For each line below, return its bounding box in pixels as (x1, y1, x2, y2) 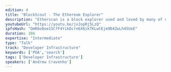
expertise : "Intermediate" (5, 36, 63, 41)
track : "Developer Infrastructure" (5, 45, 81, 50)
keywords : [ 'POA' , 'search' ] (5, 50, 65, 55)
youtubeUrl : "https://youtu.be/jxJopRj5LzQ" (5, 21, 101, 27)
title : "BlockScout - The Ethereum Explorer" (5, 12, 103, 17)
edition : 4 (5, 7, 28, 13)
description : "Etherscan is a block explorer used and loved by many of (5, 17, 163, 22)
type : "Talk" (5, 41, 33, 46)
